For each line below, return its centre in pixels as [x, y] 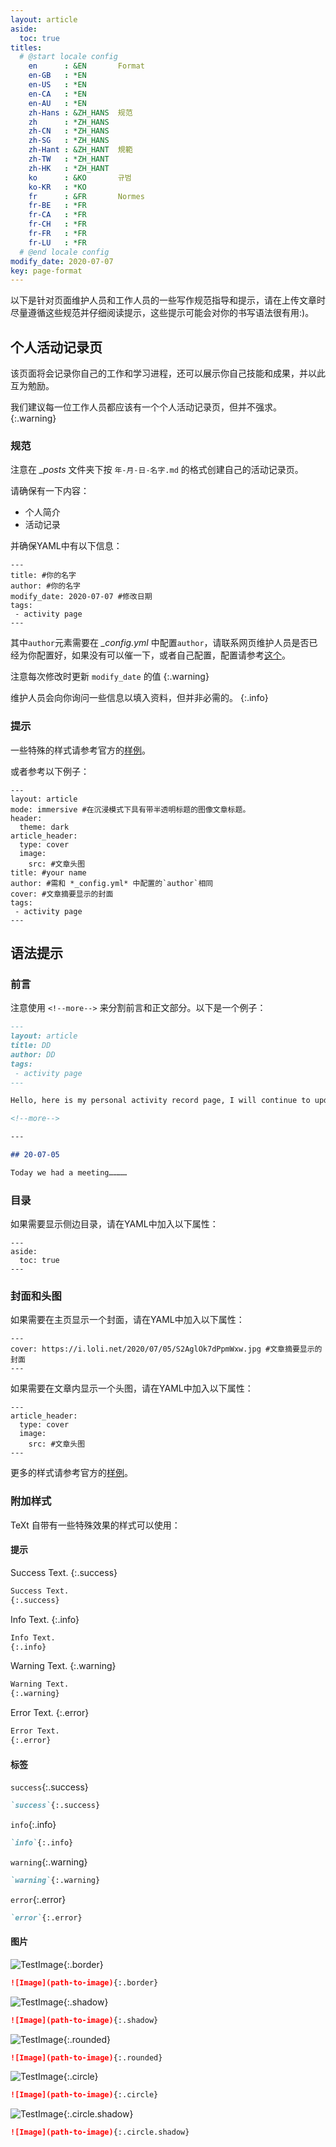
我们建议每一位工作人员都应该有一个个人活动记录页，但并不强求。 [146, 407]
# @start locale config [68, 57]
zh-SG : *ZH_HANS [69, 141]
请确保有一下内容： [50, 491]
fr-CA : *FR [57, 215]
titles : [26, 47]
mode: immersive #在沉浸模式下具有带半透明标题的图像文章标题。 [130, 809]
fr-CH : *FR [57, 224]
